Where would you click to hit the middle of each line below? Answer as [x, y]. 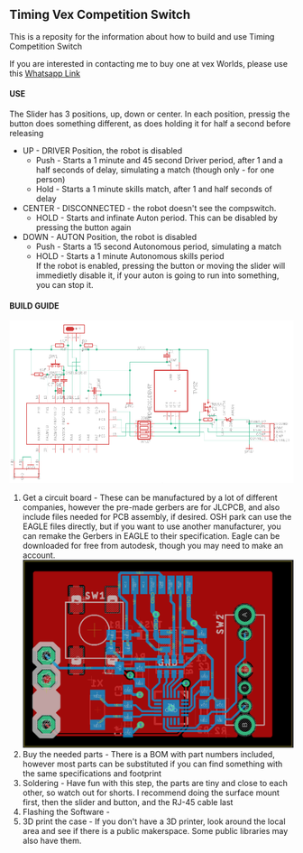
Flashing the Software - [66, 811]
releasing [27, 134]
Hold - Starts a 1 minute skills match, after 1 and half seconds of [154, 190]
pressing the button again [83, 227]
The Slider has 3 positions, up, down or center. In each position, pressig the [150, 114]
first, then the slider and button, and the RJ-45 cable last [128, 802]
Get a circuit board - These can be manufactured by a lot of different [150, 498]
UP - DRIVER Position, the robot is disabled [102, 151]
